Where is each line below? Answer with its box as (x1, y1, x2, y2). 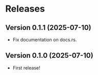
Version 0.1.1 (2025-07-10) (5, 23, 92, 32)
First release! (12, 64, 40, 71)
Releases (5, 3, 45, 15)
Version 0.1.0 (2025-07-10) (5, 51, 93, 60)
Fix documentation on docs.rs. (12, 36, 77, 43)
